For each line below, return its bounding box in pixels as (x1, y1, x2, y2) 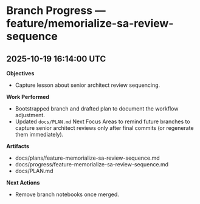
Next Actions (6, 179, 40, 186)
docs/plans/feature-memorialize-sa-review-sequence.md (15, 154, 160, 161)
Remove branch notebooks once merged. (15, 191, 120, 198)
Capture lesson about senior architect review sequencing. (15, 81, 160, 89)
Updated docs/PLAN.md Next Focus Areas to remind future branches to (15, 118, 190, 125)
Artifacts (6, 143, 29, 149)
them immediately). (15, 131, 64, 138)
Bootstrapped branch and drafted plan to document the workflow (15, 105, 179, 112)
